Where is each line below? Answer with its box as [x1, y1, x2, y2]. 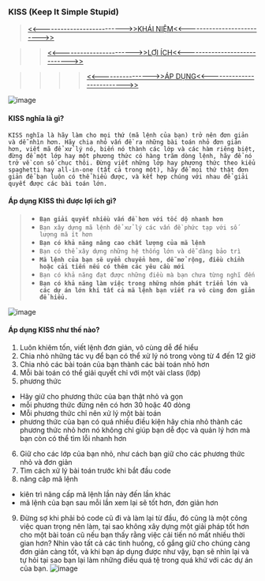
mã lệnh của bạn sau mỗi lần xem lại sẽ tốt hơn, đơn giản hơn [19, 497, 218, 507]
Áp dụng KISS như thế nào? [8, 325, 100, 334]
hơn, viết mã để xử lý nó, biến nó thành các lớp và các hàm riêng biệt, [8, 145, 256, 153]
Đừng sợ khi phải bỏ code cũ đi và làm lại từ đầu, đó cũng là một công [19, 513, 248, 523]
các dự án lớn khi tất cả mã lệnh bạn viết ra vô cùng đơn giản [39, 286, 256, 294]
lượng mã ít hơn [39, 230, 93, 239]
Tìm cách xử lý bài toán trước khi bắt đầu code [19, 466, 171, 475]
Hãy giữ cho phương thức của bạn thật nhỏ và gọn [19, 391, 184, 401]
